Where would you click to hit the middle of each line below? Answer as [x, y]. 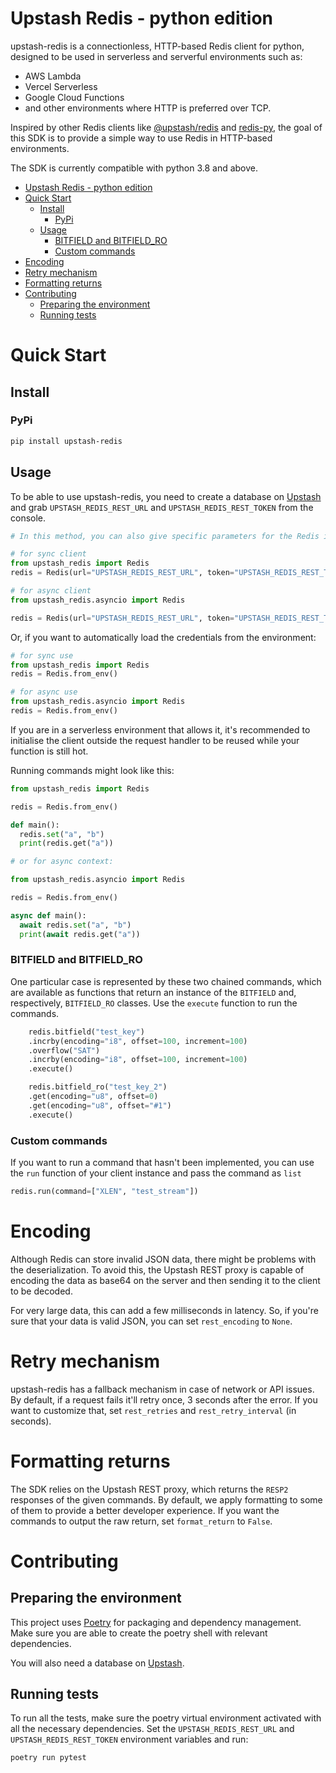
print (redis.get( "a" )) [66, 843]
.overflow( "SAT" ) [64, 1050]
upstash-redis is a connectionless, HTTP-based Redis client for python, [157, 46]
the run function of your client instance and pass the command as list [156, 1173]
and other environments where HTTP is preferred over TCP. [148, 108]
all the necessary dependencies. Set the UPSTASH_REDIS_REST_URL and [152, 1729]
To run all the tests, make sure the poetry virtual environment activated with [166, 1718]
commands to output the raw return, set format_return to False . [141, 1521]
